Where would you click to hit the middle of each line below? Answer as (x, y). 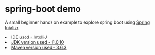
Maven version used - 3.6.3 (39, 47)
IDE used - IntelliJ (29, 37)
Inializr (12, 27)
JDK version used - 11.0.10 (38, 42)
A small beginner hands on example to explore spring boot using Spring (77, 22)
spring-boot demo (43, 9)
